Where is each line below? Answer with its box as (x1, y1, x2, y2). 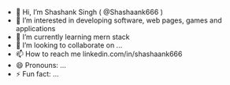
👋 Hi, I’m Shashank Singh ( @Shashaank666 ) (15, 8, 164, 16)
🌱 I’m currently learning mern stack (15, 32, 130, 41)
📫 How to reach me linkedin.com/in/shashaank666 (15, 49, 183, 58)
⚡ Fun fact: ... (15, 69, 59, 78)
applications (15, 24, 56, 33)
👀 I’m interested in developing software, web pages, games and (15, 16, 222, 25)
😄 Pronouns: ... (15, 61, 67, 69)
